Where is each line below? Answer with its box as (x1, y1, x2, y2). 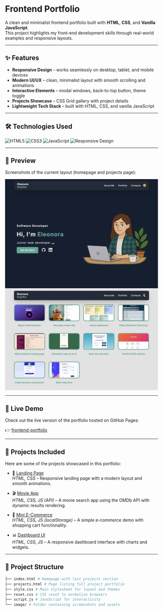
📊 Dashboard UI (12, 532, 46, 538)
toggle (12, 93, 25, 99)
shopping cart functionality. (12, 522, 67, 528)
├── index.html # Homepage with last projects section (5, 576, 118, 581)
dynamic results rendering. (12, 503, 66, 509)
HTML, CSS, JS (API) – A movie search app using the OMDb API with (12, 497, 150, 503)
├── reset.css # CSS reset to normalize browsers (5, 592, 108, 597)
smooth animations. (12, 481, 52, 487)
